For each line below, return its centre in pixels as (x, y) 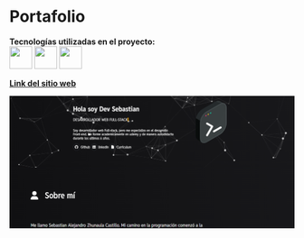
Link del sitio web (43, 83)
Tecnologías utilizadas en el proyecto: (82, 41)
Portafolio (47, 17)
